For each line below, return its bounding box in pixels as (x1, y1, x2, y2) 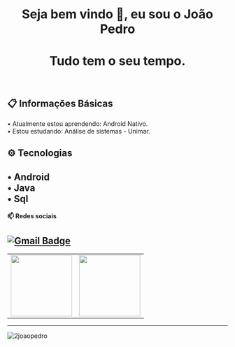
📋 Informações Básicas (7, 97, 113, 109)
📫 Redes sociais (7, 212, 57, 220)
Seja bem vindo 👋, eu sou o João (22, 6, 213, 22)
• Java (7, 182, 36, 194)
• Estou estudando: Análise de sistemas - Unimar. (7, 127, 150, 135)
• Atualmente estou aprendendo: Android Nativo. (7, 119, 148, 128)
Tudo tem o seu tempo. (49, 53, 186, 69)
